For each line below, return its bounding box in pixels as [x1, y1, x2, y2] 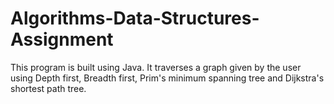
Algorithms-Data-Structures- [10, 7, 260, 30]
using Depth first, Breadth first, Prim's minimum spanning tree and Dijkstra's [10, 72, 325, 84]
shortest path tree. [10, 82, 87, 94]
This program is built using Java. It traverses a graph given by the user [10, 61, 302, 73]
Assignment [10, 28, 114, 51]
